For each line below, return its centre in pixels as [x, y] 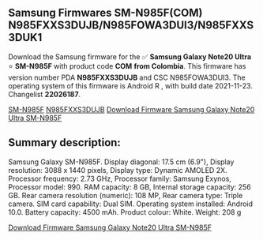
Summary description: [64, 142]
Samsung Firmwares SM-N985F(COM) [105, 13]
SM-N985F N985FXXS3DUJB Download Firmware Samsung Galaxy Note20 [131, 109]
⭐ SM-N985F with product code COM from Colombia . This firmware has [127, 66]
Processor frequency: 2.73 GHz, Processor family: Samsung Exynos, [120, 178]
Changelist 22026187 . [45, 94]
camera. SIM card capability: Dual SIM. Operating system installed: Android [131, 204]
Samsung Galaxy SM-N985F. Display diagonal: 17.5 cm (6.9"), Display [121, 162]
